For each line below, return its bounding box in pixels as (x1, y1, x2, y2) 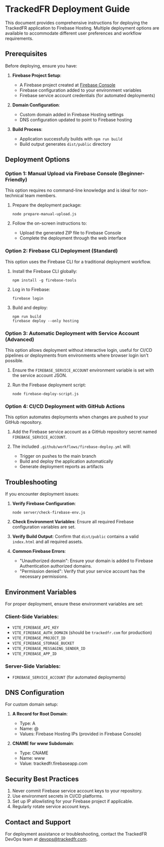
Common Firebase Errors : (12, 548, 66, 554)
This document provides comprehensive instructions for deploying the (5, 20, 148, 26)
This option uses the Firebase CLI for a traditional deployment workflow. (5, 259, 151, 265)
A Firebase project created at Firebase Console (19, 82, 116, 88)
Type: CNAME (19, 750, 48, 756)
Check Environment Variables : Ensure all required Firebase (12, 519, 134, 525)
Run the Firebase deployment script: (12, 382, 86, 388)
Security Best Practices (5, 775, 79, 783)
